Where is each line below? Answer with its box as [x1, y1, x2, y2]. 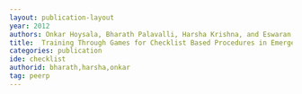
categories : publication [9, 47, 102, 56]
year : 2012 [9, 21, 50, 30]
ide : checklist [9, 55, 67, 64]
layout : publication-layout [9, 13, 115, 22]
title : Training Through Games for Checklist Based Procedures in [9, 38, 268, 47]
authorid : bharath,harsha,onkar [9, 64, 130, 73]
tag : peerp [9, 72, 50, 81]
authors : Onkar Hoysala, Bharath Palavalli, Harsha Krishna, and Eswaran [9, 30, 292, 38]
